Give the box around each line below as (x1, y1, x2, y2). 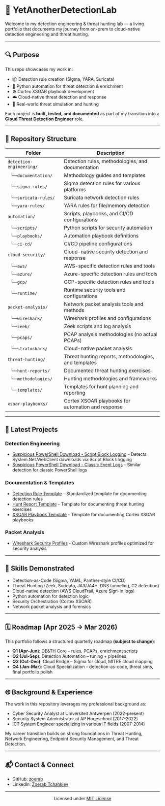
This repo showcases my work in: (5, 66, 73, 72)
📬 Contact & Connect (5, 761, 74, 769)
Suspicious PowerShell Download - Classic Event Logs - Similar (12, 462, 141, 468)
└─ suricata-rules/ (10, 194, 55, 201)
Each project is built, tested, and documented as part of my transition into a (5, 110, 160, 116)
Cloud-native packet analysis (63, 345, 132, 352)
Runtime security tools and (63, 286, 126, 293)
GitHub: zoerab (12, 776, 43, 782)
